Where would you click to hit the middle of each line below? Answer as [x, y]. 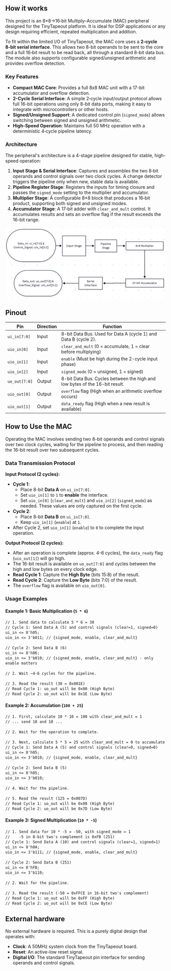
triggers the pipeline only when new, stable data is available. [76, 182]
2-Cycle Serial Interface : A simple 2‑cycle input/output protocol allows [87, 99]
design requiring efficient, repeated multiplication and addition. [71, 31]
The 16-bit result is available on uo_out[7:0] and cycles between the [84, 564]
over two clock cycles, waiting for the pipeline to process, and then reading [84, 444]
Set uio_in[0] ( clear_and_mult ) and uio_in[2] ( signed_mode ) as [86, 500]
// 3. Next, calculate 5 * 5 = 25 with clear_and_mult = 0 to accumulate [85, 742]
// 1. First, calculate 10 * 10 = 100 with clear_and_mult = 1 [74, 717]
